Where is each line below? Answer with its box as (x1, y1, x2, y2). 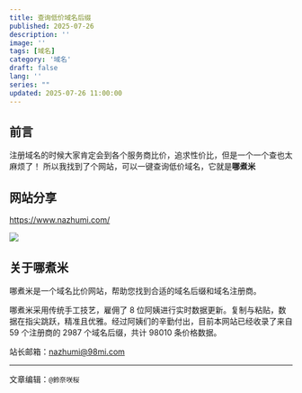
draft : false (9, 64, 58, 73)
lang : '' (9, 72, 42, 81)
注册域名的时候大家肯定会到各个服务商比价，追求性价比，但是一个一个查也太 (9, 150, 293, 160)
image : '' (9, 38, 47, 48)
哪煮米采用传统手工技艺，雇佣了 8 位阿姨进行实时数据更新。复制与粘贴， (9, 304, 279, 315)
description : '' (9, 30, 70, 39)
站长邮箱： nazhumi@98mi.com (9, 346, 126, 357)
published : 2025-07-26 (9, 22, 94, 31)
